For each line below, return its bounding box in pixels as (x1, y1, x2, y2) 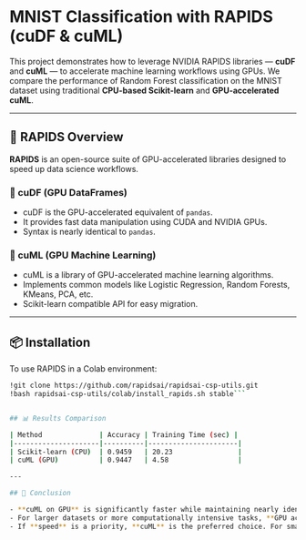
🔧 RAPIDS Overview (9, 129, 124, 145)
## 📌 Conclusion (9, 489, 71, 498)
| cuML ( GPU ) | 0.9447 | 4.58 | (9, 455, 243, 465)
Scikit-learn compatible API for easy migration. (22, 299, 199, 310)
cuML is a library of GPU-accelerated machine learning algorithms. (22, 270, 274, 280)
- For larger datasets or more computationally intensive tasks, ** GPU (9, 513, 287, 523)
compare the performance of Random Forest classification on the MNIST (9, 75, 282, 86)
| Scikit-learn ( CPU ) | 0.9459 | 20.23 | (9, 447, 243, 456)
